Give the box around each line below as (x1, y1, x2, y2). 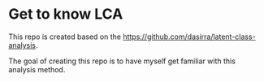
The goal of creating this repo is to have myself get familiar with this (8, 56, 236, 66)
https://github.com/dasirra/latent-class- (123, 32, 256, 41)
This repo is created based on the (8, 32, 122, 41)
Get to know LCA (8, 5, 123, 24)
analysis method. (8, 64, 66, 74)
